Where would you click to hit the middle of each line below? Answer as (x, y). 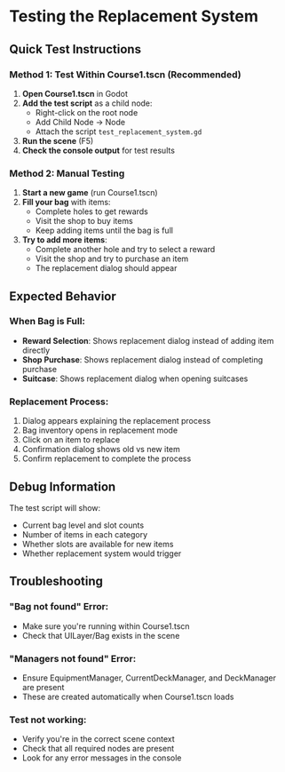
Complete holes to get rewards (92, 211)
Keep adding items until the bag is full (104, 231)
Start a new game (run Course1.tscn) (90, 193)
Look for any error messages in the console (102, 758)
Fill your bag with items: (66, 203)
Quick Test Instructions (75, 49)
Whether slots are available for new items (98, 544)
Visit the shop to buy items (84, 221)
